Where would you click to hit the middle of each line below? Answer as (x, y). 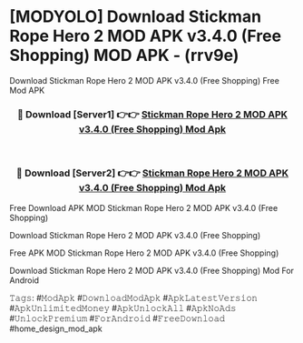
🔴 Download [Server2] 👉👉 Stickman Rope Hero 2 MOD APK (152, 173)
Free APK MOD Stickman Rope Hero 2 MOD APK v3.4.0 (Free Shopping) (144, 253)
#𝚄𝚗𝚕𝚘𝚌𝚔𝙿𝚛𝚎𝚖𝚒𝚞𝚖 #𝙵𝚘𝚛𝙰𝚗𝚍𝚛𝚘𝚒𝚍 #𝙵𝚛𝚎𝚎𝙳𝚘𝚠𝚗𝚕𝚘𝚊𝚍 (117, 318)
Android (24, 280)
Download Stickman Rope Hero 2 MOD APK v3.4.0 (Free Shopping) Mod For (152, 270)
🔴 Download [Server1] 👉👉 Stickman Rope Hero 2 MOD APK (152, 114)
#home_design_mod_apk (56, 328)
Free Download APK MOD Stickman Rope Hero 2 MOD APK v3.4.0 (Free (144, 207)
